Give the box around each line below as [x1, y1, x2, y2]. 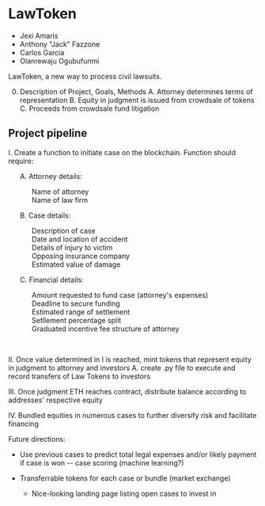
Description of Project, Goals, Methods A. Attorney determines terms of [19, 86, 253, 96]
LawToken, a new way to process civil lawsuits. [8, 71, 162, 81]
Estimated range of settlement [31, 306, 131, 317]
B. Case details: [19, 211, 71, 220]
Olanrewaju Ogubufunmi [19, 56, 100, 66]
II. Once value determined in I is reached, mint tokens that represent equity [8, 354, 252, 364]
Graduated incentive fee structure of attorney [31, 324, 180, 333]
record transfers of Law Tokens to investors [8, 371, 151, 381]
